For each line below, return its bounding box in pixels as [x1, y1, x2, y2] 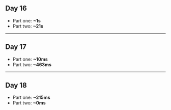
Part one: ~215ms [12, 94, 50, 101]
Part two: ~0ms [12, 100, 46, 106]
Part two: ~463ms [12, 61, 52, 68]
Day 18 [5, 81, 27, 90]
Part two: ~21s [12, 23, 43, 29]
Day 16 [5, 4, 27, 13]
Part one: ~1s [12, 17, 41, 23]
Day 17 [5, 43, 26, 51]
